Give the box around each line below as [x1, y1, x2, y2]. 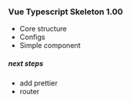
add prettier [19, 78, 58, 88]
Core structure [19, 24, 67, 34]
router [19, 87, 40, 97]
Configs [19, 32, 45, 42]
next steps [8, 58, 44, 68]
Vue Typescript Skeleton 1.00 [8, 6, 123, 17]
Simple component [19, 41, 81, 50]
